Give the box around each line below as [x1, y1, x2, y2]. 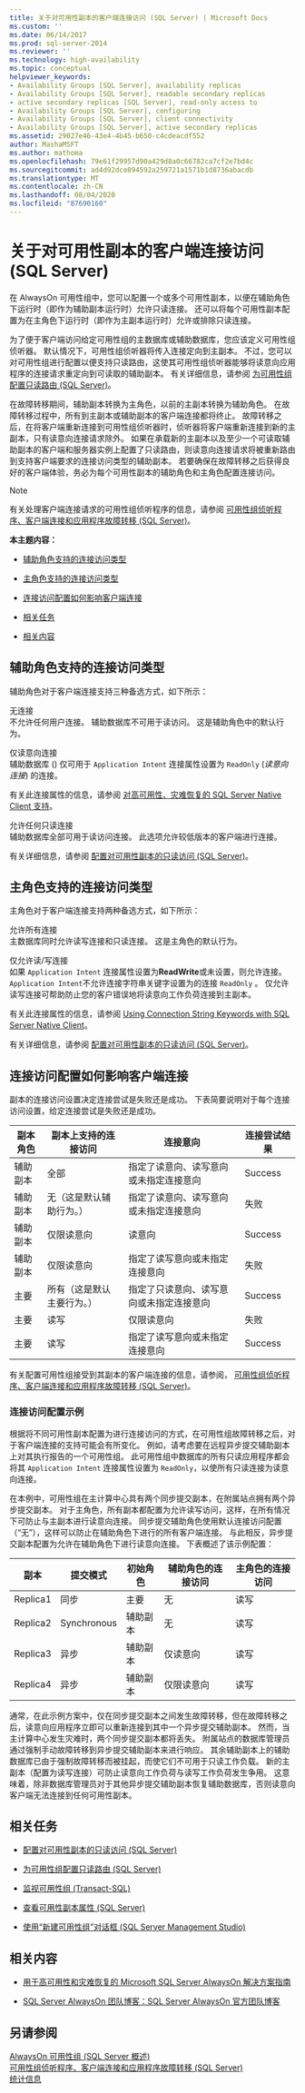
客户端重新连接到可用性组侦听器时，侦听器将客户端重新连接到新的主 [40, 421, 296, 432]
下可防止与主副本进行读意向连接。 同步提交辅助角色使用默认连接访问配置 [9, 1515, 282, 1526]
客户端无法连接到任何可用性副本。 [9, 1790, 137, 1801]
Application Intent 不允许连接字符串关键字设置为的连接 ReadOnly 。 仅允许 [9, 978, 289, 989]
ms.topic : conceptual [9, 64, 92, 74]
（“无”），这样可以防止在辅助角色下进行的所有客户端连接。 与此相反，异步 [9, 1526, 286, 1537]
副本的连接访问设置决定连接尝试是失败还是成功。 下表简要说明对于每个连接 [9, 1094, 290, 1105]
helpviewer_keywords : [9, 73, 92, 82]
